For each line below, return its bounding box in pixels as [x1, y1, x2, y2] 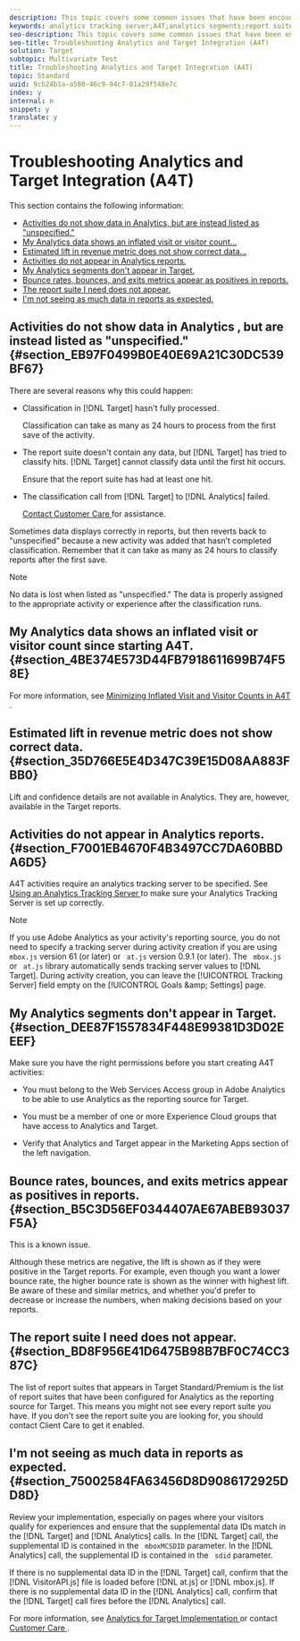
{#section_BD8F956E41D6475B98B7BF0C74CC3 [9, 1344, 290, 1359]
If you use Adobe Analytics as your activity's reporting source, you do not [9, 932, 280, 943]
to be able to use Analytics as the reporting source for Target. [21, 1094, 249, 1105]
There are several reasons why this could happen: [9, 385, 194, 396]
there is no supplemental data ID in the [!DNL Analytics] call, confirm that [9, 1585, 278, 1596]
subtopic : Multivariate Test [9, 55, 118, 64]
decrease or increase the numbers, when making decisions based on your [9, 1295, 283, 1305]
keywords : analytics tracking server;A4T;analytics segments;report [9, 21, 270, 30]
